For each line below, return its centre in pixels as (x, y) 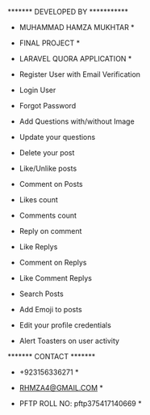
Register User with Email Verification (80, 74)
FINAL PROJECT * (50, 43)
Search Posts (41, 294)
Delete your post (47, 152)
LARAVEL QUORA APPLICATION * (75, 59)
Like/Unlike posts (48, 168)
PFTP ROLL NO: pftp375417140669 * (80, 403)
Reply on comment (50, 231)
